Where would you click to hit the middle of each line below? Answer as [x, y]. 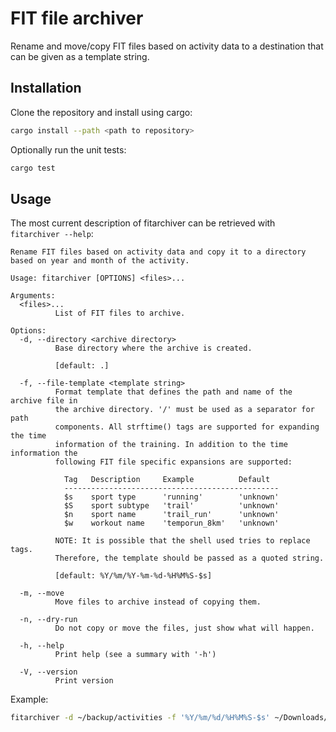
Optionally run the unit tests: [68, 149]
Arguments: [33, 296]
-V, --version [48, 672]
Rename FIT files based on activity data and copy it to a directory [158, 252]
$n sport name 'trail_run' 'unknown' [171, 515]
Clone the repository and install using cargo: [101, 112]
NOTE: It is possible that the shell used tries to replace [182, 541]
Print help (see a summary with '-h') [135, 655]
